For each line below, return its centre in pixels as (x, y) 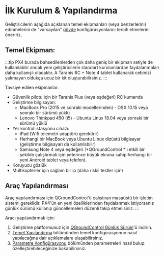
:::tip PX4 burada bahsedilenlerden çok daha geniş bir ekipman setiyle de (79, 62)
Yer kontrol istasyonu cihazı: (41, 128)
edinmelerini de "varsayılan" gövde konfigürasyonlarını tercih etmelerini (77, 29)
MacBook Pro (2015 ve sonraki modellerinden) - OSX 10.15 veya (84, 107)
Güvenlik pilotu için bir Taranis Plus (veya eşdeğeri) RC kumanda (78, 97)
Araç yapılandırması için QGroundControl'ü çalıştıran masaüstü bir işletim (79, 198)
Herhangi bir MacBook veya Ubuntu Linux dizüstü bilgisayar (80, 139)
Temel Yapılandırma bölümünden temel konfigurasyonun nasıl (74, 232)
